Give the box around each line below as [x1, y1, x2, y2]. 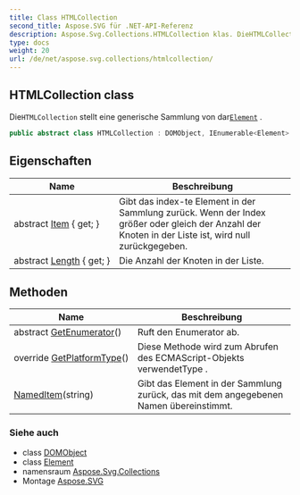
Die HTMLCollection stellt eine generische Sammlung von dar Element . [9, 111, 262, 122]
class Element [21, 457, 74, 467]
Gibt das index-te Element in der [119, 195, 256, 207]
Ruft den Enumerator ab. [137, 326, 240, 339]
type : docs [9, 38, 50, 47]
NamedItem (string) [13, 389, 94, 401]
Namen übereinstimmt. [137, 399, 233, 412]
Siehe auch [9, 426, 60, 439]
